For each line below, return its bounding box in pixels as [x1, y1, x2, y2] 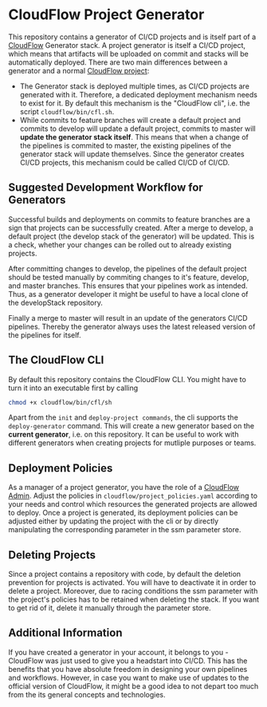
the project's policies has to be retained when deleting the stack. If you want [8, 594, 260, 604]
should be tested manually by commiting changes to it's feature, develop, [8, 272, 249, 282]
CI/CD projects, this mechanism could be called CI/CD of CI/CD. [19, 157, 230, 167]
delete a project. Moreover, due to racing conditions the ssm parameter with [8, 587, 258, 596]
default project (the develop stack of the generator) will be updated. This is [8, 231, 255, 241]
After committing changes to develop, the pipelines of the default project [8, 263, 247, 273]
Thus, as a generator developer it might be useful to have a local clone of [8, 289, 249, 298]
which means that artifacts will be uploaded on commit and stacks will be [8, 49, 249, 58]
